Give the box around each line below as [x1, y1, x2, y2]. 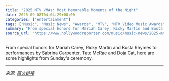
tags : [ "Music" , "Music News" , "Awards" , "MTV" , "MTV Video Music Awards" [5, 21, 165, 27]
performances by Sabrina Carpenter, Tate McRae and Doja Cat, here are [5, 50, 155, 56]
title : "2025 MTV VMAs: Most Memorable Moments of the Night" [5, 7, 138, 13]
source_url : [5, 31, 30, 36]
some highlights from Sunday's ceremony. [5, 55, 93, 61]
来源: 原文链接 [5, 70, 34, 76]
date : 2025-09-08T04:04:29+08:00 [5, 12, 75, 17]
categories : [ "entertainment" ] [5, 17, 71, 22]
